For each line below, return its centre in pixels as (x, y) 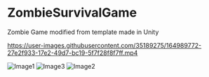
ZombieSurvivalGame (72, 13)
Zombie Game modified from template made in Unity (83, 32)
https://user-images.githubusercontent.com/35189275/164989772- (104, 45)
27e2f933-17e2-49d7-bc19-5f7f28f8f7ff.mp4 (73, 53)
